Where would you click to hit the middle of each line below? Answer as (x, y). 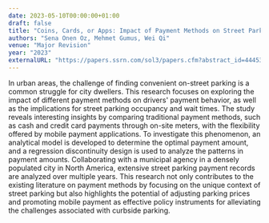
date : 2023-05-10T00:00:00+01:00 (64, 16)
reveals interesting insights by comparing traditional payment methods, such (134, 117)
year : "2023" (30, 53)
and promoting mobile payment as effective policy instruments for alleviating (134, 201)
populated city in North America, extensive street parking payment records (132, 168)
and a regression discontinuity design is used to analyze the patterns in (126, 151)
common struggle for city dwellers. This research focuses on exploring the (131, 91)
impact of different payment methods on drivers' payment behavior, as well (132, 100)
